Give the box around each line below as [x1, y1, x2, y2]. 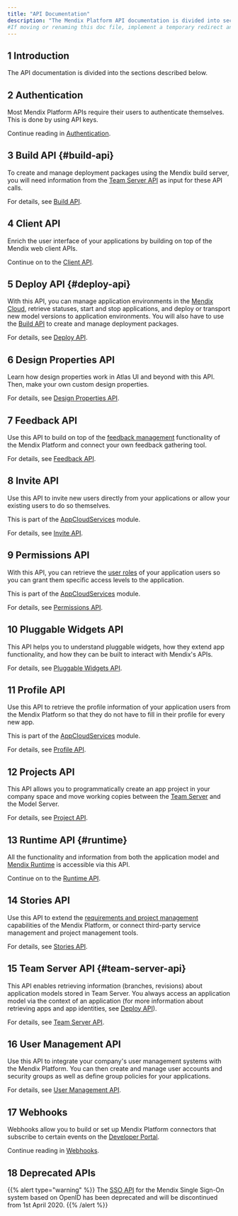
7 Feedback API [7, 414, 78, 426]
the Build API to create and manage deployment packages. [7, 319, 179, 328]
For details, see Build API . [7, 197, 82, 205]
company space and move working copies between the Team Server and [7, 792, 221, 801]
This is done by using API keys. [7, 115, 98, 124]
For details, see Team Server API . [7, 1018, 105, 1026]
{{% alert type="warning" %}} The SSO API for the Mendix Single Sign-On [7, 1186, 225, 1194]
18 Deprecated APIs [7, 1166, 96, 1179]
